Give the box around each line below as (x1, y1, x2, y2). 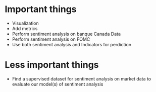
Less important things (5, 59, 99, 71)
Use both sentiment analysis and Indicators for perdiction (12, 41, 132, 47)
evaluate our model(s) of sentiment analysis (12, 81, 103, 87)
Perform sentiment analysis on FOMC (12, 36, 90, 42)
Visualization (12, 20, 39, 26)
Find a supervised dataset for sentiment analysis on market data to (12, 75, 151, 81)
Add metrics (12, 25, 38, 31)
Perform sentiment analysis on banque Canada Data (12, 31, 121, 37)
